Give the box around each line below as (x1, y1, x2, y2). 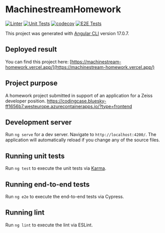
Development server (5, 118, 72, 126)
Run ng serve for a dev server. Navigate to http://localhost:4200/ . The (5, 132, 157, 138)
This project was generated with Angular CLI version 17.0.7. (5, 30, 129, 36)
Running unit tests (5, 151, 65, 160)
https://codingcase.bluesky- (46, 98, 106, 104)
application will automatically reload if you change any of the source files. (5, 137, 160, 143)
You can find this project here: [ (5, 59, 72, 65)
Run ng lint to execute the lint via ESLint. (5, 222, 93, 228)
